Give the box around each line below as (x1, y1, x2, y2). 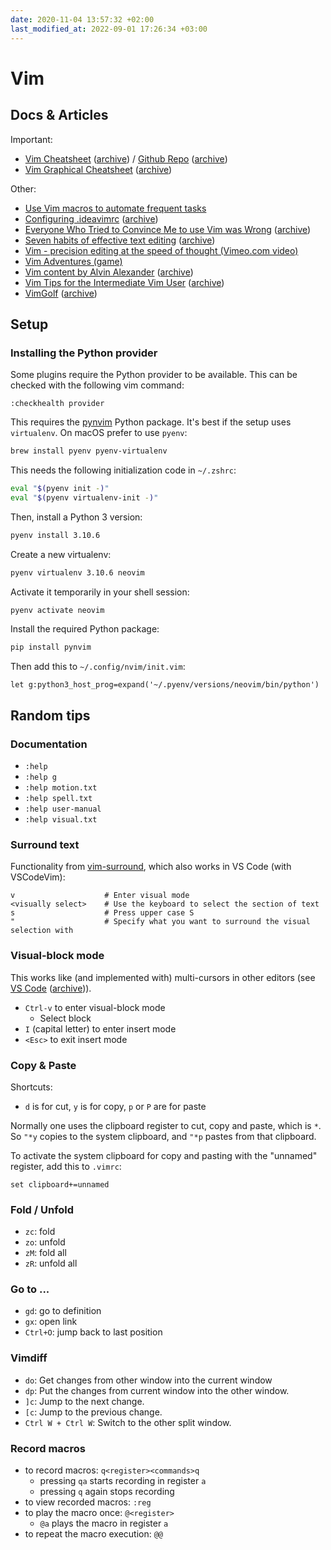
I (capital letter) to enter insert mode (24, 1022, 177, 1035)
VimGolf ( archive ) (24, 287, 98, 299)
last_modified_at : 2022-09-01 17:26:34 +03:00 (10, 24, 208, 34)
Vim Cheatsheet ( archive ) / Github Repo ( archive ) (24, 152, 228, 165)
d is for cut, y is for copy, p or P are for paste (24, 1100, 207, 1112)
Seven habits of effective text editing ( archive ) (24, 234, 216, 246)
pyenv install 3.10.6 (10, 530, 101, 540)
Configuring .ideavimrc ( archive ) (24, 212, 159, 225)
